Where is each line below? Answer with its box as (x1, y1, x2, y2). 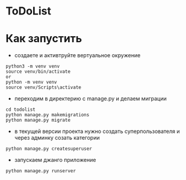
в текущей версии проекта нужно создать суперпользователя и (14, 128, 180, 135)
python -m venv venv (5, 79, 58, 85)
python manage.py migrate (5, 117, 70, 123)
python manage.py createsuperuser (5, 146, 93, 152)
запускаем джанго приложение (14, 157, 96, 164)
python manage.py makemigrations (5, 112, 90, 118)
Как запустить (5, 32, 82, 46)
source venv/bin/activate (5, 69, 70, 75)
